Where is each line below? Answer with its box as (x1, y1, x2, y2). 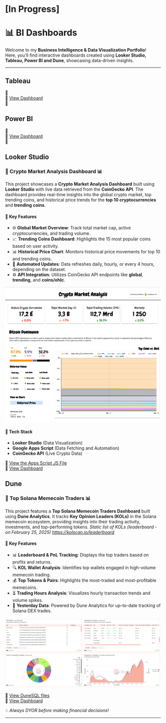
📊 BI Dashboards (5, 27, 78, 38)
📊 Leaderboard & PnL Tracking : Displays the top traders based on (12, 552, 149, 558)
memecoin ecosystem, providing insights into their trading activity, (5, 518, 141, 524)
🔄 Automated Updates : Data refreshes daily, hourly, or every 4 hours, (12, 261, 155, 267)
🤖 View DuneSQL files (5, 692, 50, 698)
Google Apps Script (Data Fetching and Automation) (12, 445, 120, 451)
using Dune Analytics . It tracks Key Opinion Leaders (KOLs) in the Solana (5, 513, 157, 519)
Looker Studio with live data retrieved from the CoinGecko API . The (5, 186, 144, 192)
